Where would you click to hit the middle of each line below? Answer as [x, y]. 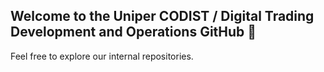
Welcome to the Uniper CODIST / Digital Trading [162, 16]
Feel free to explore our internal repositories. [102, 56]
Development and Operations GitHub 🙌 [133, 32]
